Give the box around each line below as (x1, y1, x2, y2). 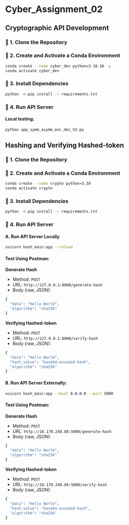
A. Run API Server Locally (5, 233, 60, 240)
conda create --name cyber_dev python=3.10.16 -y (5, 63, 111, 68)
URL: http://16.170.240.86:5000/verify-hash (12, 482, 107, 488)
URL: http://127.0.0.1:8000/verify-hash (12, 335, 98, 341)
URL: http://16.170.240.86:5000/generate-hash (12, 428, 112, 434)
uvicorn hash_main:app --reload (5, 245, 73, 250)
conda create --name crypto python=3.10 (5, 181, 91, 186)
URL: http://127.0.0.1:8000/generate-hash (12, 282, 103, 288)
